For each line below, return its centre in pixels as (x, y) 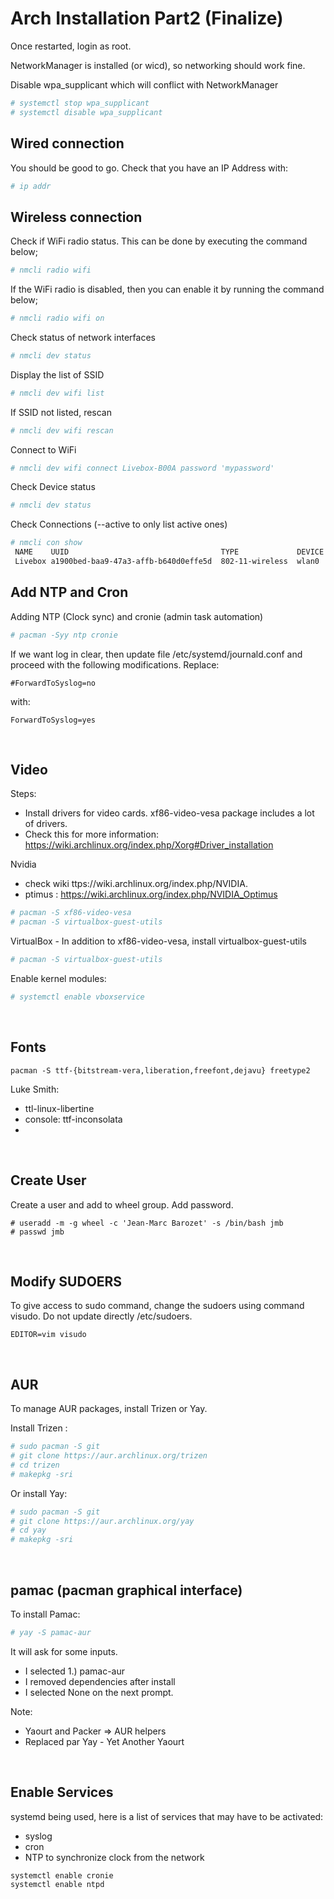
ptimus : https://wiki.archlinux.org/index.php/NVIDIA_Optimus (151, 894)
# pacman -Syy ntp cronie (64, 635)
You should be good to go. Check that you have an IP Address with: (149, 168)
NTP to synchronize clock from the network (114, 1857)
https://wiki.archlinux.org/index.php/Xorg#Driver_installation (149, 845)
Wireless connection (76, 217)
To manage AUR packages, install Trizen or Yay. (109, 1409)
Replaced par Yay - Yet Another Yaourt (104, 1741)
